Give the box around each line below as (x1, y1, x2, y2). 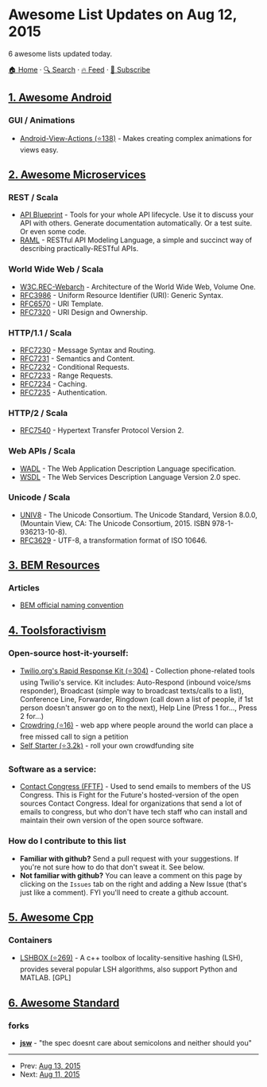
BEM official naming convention (19, 600, 124, 610)
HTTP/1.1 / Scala (8, 327, 72, 338)
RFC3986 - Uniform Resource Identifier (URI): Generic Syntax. (19, 290, 224, 300)
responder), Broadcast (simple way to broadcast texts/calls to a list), (19, 686, 244, 696)
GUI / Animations (8, 115, 75, 126)
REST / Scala (8, 191, 59, 202)
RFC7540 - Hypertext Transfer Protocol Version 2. (19, 426, 184, 435)
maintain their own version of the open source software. (19, 815, 204, 826)
